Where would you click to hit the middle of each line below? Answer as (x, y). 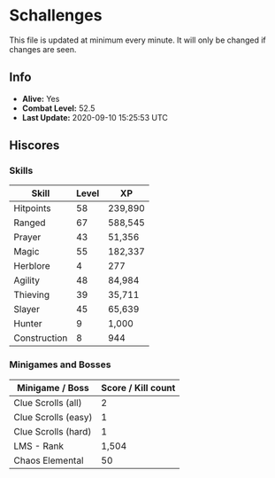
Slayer (27, 310)
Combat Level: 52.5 (58, 108)
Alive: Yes (41, 98)
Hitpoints (32, 208)
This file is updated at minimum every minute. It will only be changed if (138, 40)
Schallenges (56, 16)
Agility (27, 280)
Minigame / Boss (53, 388)
